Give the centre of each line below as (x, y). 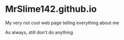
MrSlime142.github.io (51, 9)
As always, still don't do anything (39, 32)
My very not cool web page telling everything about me (62, 23)
